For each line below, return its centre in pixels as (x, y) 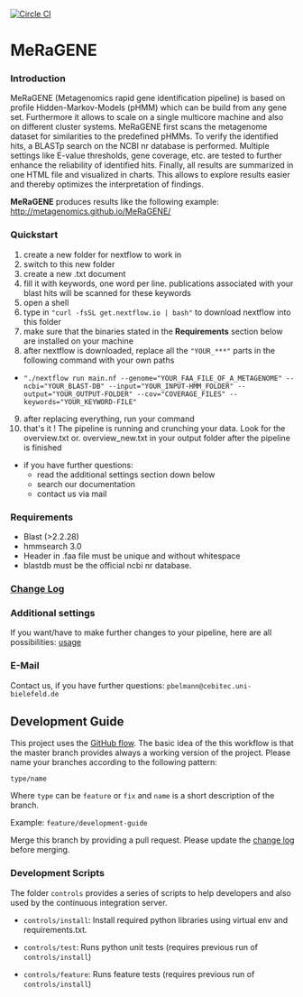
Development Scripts (57, 873)
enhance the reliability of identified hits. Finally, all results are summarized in (152, 165)
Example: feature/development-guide (79, 823)
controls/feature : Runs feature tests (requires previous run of (139, 974)
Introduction (38, 78)
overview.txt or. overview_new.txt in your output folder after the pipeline (157, 438)
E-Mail (25, 666)
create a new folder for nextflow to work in (102, 254)
